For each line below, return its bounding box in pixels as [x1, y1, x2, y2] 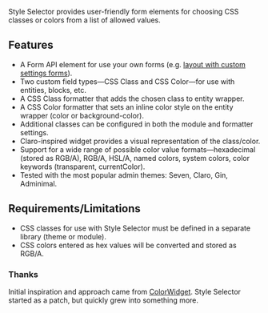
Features [8, 38, 54, 52]
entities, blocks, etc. [19, 85, 86, 94]
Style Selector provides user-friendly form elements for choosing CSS [8, 7, 239, 16]
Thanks [8, 268, 38, 279]
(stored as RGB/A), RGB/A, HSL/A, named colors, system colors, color [19, 153, 250, 163]
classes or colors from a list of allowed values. [8, 15, 162, 25]
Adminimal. [19, 179, 58, 188]
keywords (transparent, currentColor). [19, 162, 146, 171]
